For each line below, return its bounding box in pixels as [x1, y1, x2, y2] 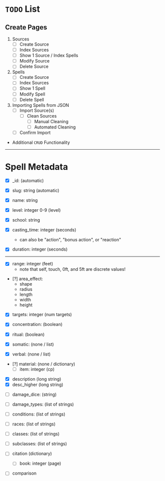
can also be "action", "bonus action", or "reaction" [19, 237, 121, 243]
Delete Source [19, 64, 49, 69]
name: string [12, 197, 38, 203]
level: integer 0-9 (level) [12, 207, 61, 213]
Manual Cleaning [34, 118, 69, 124]
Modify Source [19, 58, 50, 64]
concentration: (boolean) [12, 321, 63, 327]
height [19, 302, 33, 308]
